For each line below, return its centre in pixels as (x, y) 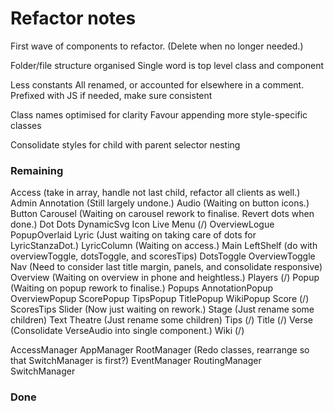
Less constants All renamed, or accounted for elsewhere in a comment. (157, 84)
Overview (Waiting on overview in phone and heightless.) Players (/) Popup (165, 278)
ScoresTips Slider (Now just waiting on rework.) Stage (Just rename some (162, 309)
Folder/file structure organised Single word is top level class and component (167, 65)
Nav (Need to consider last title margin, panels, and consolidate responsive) (166, 267)
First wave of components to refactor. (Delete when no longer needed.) (157, 46)
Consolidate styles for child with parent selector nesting (125, 144)
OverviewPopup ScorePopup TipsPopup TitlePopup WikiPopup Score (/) (160, 299)
